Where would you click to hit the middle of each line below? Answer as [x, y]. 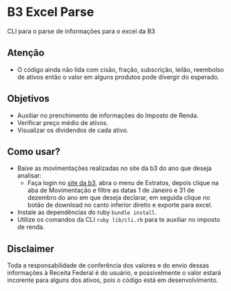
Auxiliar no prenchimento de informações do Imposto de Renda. [108, 115]
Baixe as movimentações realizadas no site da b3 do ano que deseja [114, 168]
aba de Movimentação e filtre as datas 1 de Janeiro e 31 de [111, 190]
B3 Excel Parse [51, 12]
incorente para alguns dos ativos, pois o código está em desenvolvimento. [113, 280]
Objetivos [28, 98]
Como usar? [34, 152]
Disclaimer [31, 248]
